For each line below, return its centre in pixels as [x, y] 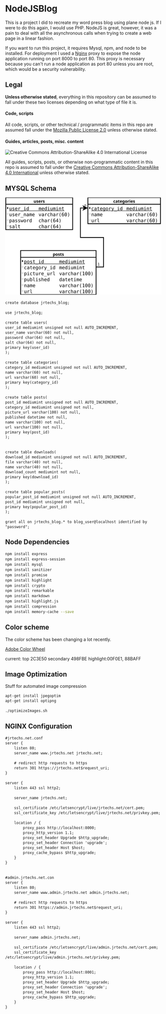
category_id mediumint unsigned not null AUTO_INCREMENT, [66, 367]
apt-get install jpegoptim [33, 696]
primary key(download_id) [32, 477]
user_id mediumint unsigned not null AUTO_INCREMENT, [62, 327]
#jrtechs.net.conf [24, 738]
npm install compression [31, 607]
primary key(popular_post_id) [36, 507]
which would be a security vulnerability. [46, 69]
